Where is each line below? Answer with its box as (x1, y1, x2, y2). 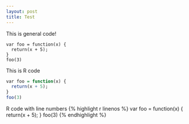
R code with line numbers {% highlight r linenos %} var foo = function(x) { (6, 105, 184, 112)
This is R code (6, 67, 40, 74)
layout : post (6, 8, 38, 15)
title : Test (6, 14, 35, 20)
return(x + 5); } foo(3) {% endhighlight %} (6, 112, 107, 118)
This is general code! (6, 30, 57, 37)
